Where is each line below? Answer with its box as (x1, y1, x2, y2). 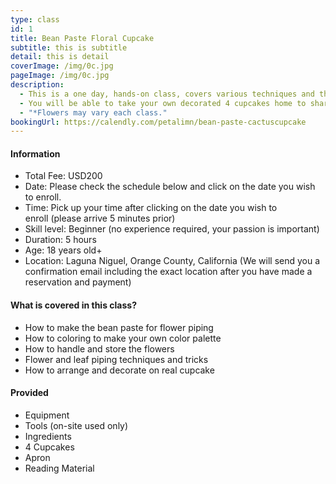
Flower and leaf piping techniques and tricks (24, 353, 209, 365)
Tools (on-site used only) (24, 419, 129, 431)
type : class (10, 14, 60, 25)
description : (10, 80, 65, 90)
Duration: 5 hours (24, 234, 97, 246)
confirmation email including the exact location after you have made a (24, 266, 313, 278)
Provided (10, 387, 49, 399)
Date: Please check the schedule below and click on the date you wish (24, 181, 316, 193)
